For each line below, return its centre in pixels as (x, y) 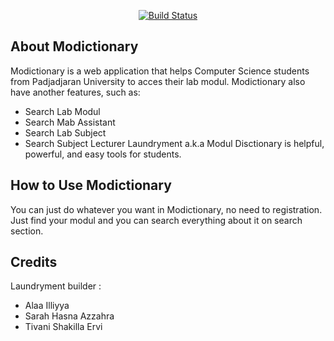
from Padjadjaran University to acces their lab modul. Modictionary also (158, 81)
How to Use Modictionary (91, 185)
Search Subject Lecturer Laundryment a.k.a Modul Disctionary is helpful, (174, 143)
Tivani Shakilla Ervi (63, 327)
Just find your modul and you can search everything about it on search (156, 220)
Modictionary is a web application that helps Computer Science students (160, 71)
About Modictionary (74, 46)
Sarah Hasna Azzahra (69, 316)
